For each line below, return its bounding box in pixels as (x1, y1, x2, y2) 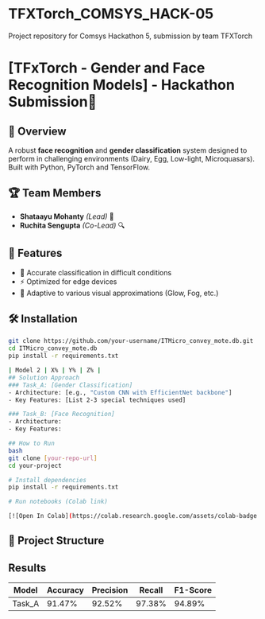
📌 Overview (8, 124, 67, 138)
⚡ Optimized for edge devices (19, 276, 117, 286)
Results (8, 561, 47, 574)
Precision (91, 585, 129, 596)
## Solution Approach (8, 373, 80, 382)
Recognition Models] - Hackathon (8, 76, 236, 94)
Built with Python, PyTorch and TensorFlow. (8, 162, 151, 172)
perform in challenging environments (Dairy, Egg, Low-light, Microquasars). (8, 154, 255, 163)
